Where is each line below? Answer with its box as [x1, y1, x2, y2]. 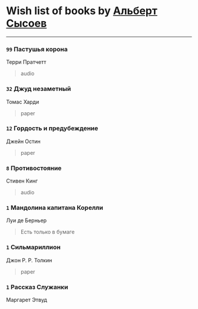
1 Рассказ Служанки [6, 282, 68, 291]
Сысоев [6, 17, 47, 30]
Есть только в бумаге [20, 229, 75, 236]
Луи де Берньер [6, 217, 47, 224]
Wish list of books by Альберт [6, 4, 158, 18]
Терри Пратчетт [6, 58, 47, 66]
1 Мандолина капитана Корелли [6, 204, 103, 212]
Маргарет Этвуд [6, 297, 47, 304]
